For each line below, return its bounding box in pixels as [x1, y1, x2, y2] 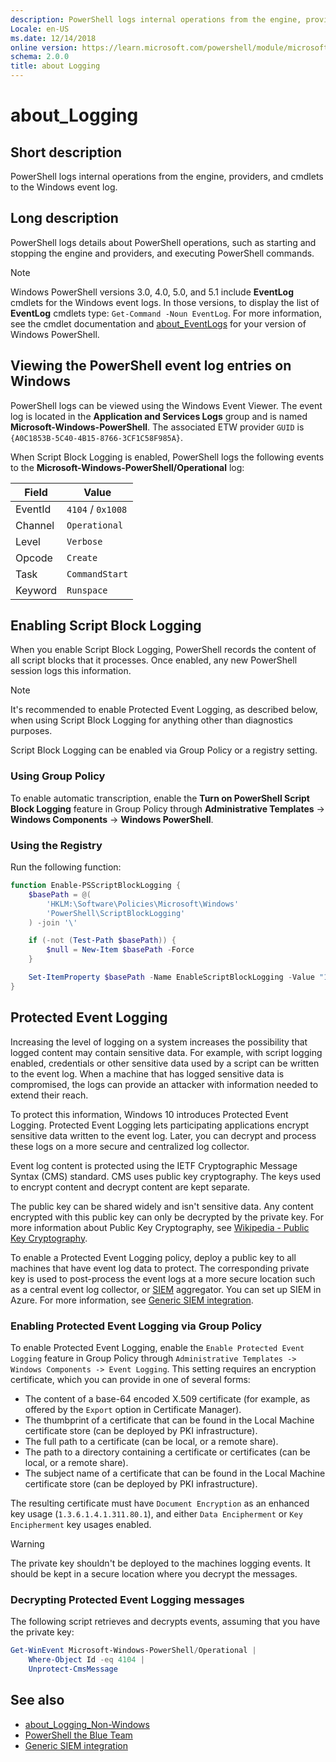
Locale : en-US [10, 24, 70, 34]
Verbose [66, 536, 103, 547]
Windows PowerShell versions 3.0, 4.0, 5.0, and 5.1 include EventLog [10, 286, 294, 298]
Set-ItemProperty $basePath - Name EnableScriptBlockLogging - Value [28, 972, 315, 983]
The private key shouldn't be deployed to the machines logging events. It [10, 1557, 311, 1569]
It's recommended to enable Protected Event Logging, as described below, [10, 704, 318, 716]
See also [10, 1692, 65, 1709]
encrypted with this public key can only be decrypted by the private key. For [10, 1211, 324, 1223]
